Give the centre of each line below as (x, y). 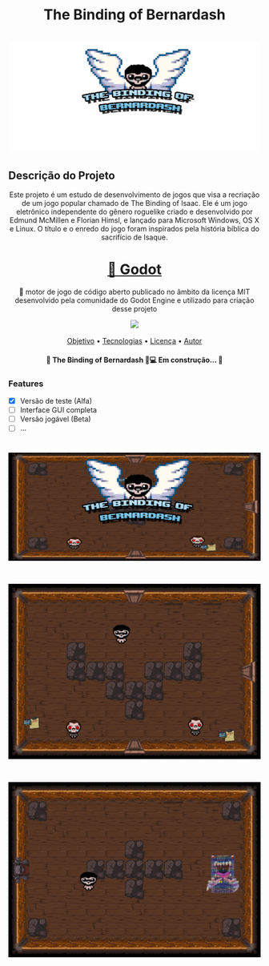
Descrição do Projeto (62, 175)
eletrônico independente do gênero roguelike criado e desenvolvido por (134, 212)
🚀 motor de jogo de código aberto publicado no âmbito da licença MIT (134, 292)
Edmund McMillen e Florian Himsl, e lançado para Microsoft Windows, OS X (134, 220)
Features (26, 384)
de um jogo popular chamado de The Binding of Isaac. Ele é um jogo (134, 203)
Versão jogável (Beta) (55, 419)
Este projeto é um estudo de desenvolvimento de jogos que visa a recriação (134, 195)
